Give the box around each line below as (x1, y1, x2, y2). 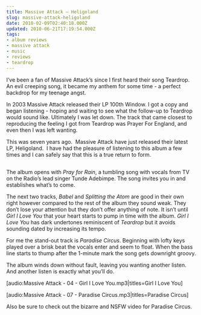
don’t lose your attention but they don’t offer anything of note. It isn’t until (6, 206, 188, 213)
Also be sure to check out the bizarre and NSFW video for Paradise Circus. (6, 303, 193, 310)
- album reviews (6, 37, 47, 43)
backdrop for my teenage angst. (6, 89, 86, 96)
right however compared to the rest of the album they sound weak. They (6, 199, 187, 206)
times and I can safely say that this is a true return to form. (6, 151, 152, 158)
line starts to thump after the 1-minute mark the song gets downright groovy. (6, 249, 196, 257)
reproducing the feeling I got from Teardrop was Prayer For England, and (6, 120, 187, 127)
